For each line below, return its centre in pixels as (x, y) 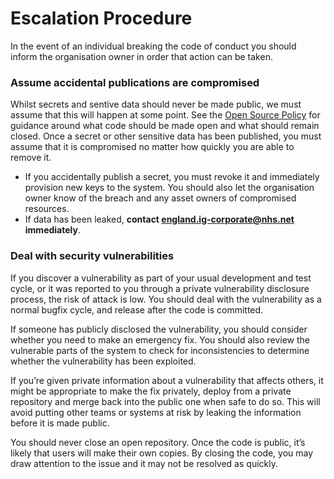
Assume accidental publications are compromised (135, 82)
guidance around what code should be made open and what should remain (165, 126)
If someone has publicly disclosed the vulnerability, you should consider (159, 329)
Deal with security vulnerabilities (92, 256)
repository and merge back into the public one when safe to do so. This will (165, 401)
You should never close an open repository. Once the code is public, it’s (158, 442)
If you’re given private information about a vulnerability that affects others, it (167, 380)
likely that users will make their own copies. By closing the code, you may (162, 453)
